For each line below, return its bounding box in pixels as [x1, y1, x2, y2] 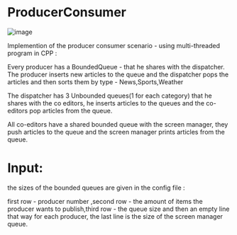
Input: [7, 160, 43, 176]
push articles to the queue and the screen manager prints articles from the [7, 127, 225, 136]
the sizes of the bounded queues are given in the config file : [7, 183, 186, 192]
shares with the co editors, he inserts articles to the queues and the [7, 98, 204, 107]
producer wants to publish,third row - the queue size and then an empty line [7, 205, 230, 213]
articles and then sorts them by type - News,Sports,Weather [7, 77, 184, 86]
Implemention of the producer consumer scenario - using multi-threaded [7, 41, 221, 50]
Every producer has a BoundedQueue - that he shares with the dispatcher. [7, 62, 225, 71]
